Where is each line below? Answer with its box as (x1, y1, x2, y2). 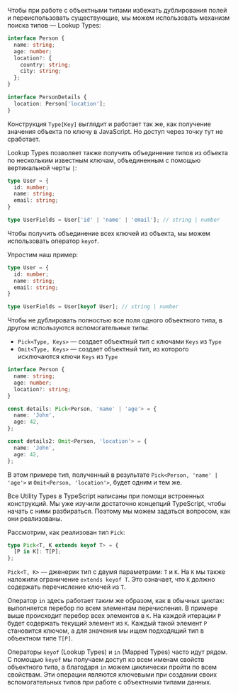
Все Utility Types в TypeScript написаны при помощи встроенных (7, 492, 205, 500)
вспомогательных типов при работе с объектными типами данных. (7, 678, 212, 687)
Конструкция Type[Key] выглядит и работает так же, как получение (7, 120, 211, 128)
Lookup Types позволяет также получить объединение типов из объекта (7, 148, 229, 157)
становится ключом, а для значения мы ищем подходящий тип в (7, 626, 204, 635)
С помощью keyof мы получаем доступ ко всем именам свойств (7, 655, 205, 664)
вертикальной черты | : (7, 163, 77, 172)
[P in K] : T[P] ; (13, 548, 62, 556)
